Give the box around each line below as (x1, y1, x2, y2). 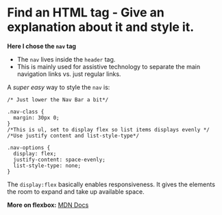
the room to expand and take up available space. (7, 187, 145, 196)
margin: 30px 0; (13, 114, 60, 121)
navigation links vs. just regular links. (16, 70, 121, 78)
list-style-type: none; (13, 162, 81, 169)
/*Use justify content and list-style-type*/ (7, 132, 139, 139)
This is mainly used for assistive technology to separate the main (16, 62, 201, 71)
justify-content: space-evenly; (13, 156, 106, 163)
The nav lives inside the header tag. (16, 55, 116, 63)
